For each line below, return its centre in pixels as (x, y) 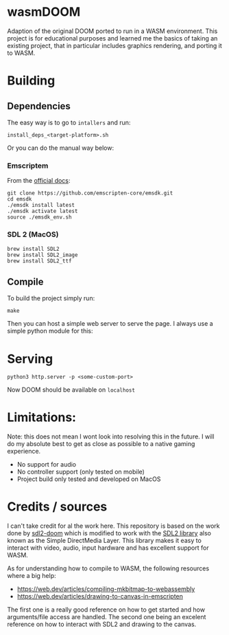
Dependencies (39, 106)
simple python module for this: (50, 331)
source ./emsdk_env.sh (39, 217)
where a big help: (32, 576)
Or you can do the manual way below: (61, 148)
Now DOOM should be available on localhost (71, 390)
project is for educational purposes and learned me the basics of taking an (112, 38)
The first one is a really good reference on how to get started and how (106, 610)
